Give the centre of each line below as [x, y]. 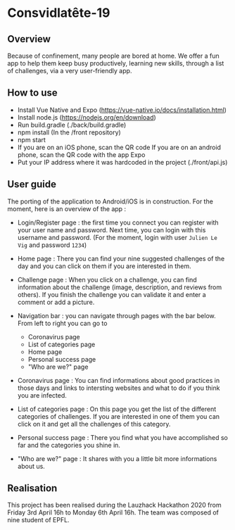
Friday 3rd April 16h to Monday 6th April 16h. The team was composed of [113, 512]
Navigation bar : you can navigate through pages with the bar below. [116, 315]
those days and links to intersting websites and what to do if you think [119, 388]
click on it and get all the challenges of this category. [94, 424]
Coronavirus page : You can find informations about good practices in [119, 380]
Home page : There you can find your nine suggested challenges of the [121, 258]
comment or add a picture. [56, 302]
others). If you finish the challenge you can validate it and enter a [112, 294]
